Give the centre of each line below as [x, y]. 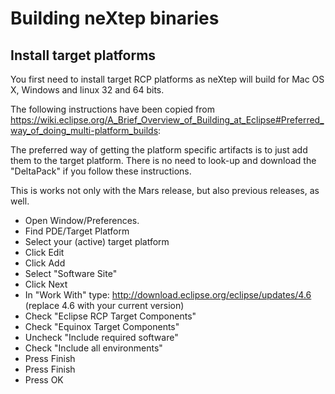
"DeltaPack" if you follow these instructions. [101, 171]
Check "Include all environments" [93, 348]
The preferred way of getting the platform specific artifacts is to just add [159, 150]
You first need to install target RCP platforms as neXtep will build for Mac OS [167, 79]
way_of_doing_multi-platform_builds [84, 130]
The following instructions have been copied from [112, 109]
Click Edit [44, 252]
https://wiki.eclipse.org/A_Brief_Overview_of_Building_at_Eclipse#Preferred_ [167, 120]
